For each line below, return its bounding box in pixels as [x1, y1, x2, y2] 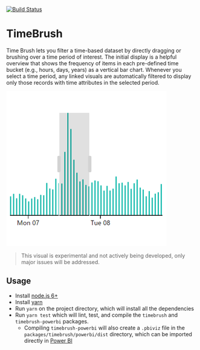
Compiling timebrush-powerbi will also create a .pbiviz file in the [24, 324, 185, 331]
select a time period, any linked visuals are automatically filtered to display [6, 73, 192, 80]
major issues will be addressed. [21, 258, 100, 265]
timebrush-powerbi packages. [15, 317, 89, 325]
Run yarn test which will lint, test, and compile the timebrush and [15, 311, 178, 319]
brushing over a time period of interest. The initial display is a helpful [6, 53, 177, 60]
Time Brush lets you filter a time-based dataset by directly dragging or [6, 47, 181, 54]
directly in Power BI [24, 337, 73, 344]
